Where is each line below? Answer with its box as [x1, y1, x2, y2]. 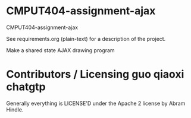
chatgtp [6, 80, 46, 94]
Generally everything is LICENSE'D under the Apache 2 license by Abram [6, 100, 186, 107]
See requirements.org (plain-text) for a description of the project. [6, 35, 166, 42]
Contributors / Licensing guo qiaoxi [6, 68, 184, 81]
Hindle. [6, 106, 24, 113]
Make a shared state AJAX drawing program [6, 46, 115, 54]
